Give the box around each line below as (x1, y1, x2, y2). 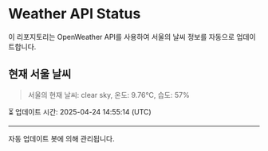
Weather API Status (8, 5, 141, 23)
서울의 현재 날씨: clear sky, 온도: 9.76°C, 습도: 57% (27, 90, 190, 99)
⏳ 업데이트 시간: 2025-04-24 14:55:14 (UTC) (8, 106, 152, 116)
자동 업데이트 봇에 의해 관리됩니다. (8, 134, 115, 143)
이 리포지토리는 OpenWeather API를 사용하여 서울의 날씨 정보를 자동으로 (8, 32, 235, 41)
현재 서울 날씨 (8, 68, 72, 81)
